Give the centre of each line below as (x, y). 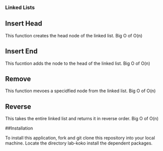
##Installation (19, 128)
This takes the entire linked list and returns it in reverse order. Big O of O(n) (82, 119)
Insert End (21, 51)
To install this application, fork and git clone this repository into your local (80, 138)
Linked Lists (20, 7)
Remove (18, 79)
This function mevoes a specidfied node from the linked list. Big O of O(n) (81, 91)
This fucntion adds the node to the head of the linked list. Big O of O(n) (78, 63)
